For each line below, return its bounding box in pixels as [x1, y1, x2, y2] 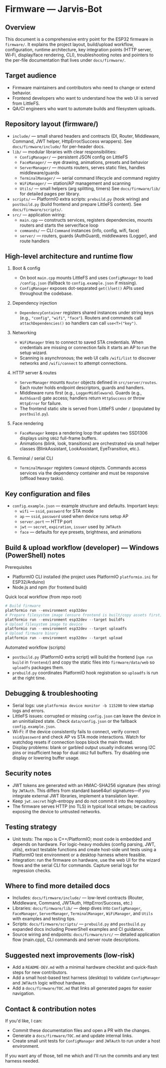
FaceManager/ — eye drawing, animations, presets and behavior [19, 159, 149, 165]
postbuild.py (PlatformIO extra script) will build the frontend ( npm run [12, 654, 153, 660]
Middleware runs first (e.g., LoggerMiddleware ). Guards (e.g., [19, 390, 142, 396]
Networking [12, 330, 37, 336]
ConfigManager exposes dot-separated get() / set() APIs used [19, 285, 144, 291]
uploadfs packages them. [12, 665, 64, 671]
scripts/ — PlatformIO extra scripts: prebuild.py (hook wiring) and [12, 196, 149, 202]
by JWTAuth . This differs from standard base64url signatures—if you [12, 788, 150, 793]
